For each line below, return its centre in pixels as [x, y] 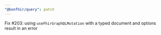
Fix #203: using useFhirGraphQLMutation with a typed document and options [80, 23]
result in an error [21, 28]
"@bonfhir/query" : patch [29, 9]
